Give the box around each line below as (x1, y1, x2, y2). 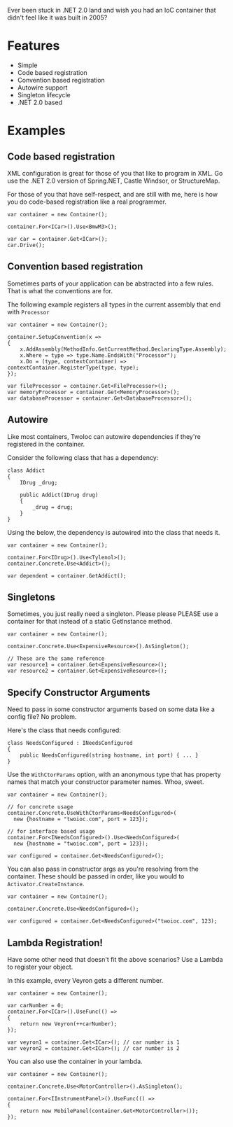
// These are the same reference (7, 655, 105, 662)
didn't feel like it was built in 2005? (7, 13, 108, 22)
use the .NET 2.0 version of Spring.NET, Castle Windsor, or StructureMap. (7, 176, 220, 185)
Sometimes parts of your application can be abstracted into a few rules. (7, 279, 214, 288)
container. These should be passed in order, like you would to (7, 872, 185, 881)
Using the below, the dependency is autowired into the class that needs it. (7, 528, 220, 536)
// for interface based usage (7, 828, 96, 835)
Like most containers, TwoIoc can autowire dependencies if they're (7, 432, 201, 440)
